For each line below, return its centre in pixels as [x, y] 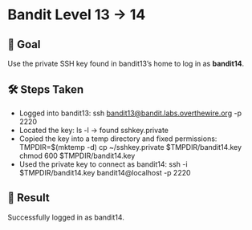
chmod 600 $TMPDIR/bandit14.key [77, 155]
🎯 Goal [24, 44]
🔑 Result [28, 198]
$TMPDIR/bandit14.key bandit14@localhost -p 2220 [105, 172]
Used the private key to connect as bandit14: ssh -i [103, 164]
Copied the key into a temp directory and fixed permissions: [118, 139]
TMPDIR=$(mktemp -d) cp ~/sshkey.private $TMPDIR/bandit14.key [130, 147]
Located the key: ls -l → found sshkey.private [94, 130]
